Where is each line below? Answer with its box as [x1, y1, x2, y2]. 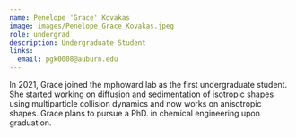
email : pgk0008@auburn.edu [17, 55, 118, 64]
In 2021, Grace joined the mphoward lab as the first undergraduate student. [9, 80, 288, 90]
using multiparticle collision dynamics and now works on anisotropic [9, 98, 262, 108]
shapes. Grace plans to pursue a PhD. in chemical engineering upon [9, 108, 260, 118]
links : [9, 47, 34, 56]
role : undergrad [9, 30, 70, 39]
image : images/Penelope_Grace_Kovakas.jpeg [9, 21, 175, 30]
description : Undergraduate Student [9, 38, 146, 47]
